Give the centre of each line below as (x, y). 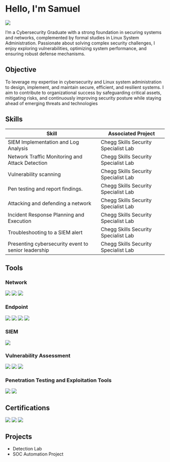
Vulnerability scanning (34, 174)
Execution (20, 221)
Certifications (28, 408)
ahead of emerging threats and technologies (52, 103)
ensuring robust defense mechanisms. (45, 54)
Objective (21, 70)
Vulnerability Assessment (38, 355)
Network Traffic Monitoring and (45, 156)
